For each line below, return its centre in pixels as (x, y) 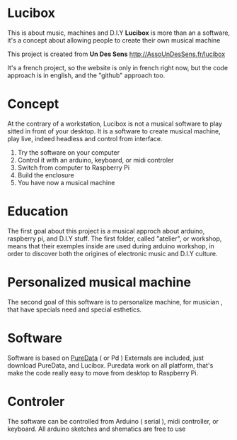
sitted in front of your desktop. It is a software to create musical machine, (114, 131)
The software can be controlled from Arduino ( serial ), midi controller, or (113, 421)
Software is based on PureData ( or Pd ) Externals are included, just (105, 358)
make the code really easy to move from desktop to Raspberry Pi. (103, 373)
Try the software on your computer (69, 152)
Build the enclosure (46, 175)
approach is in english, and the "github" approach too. (86, 75)
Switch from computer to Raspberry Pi (73, 167)
